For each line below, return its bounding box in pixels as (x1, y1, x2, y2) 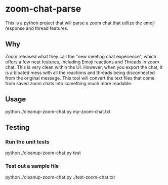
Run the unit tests (5, 138, 50, 145)
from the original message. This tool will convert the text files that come (5, 75, 155, 81)
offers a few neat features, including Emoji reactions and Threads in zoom (5, 59, 159, 65)
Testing (5, 123, 30, 132)
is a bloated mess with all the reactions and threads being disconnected (5, 69, 155, 76)
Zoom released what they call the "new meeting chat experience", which (5, 53, 157, 59)
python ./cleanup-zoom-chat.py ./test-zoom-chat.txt (5, 174, 115, 180)
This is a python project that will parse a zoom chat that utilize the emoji (5, 20, 155, 26)
